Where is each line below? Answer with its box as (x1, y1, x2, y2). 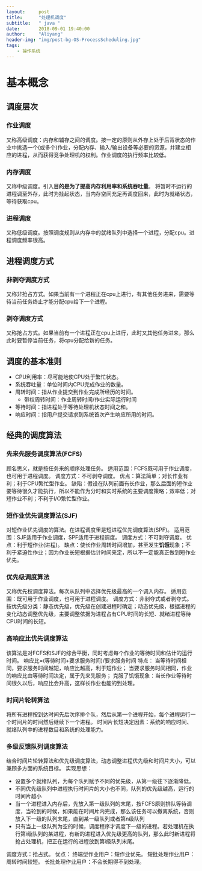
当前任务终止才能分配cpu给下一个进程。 (11, 298, 111, 305)
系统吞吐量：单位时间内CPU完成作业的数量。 (14, 381, 127, 388)
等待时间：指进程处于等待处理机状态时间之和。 (14, 403, 131, 410)
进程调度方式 (6, 256, 54, 266)
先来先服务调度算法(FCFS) (6, 450, 82, 458)
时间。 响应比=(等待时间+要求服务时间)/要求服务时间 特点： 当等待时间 (6, 656, 182, 664)
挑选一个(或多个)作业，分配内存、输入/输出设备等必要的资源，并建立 (16, 143, 186, 151)
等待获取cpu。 (6, 197, 42, 205)
